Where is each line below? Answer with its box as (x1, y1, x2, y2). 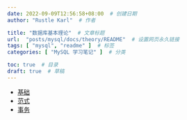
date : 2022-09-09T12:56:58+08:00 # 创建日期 (7, 10, 138, 17)
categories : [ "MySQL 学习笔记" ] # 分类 (7, 49, 126, 56)
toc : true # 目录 (7, 61, 58, 68)
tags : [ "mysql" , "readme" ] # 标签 (7, 43, 115, 50)
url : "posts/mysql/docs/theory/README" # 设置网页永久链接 (7, 36, 179, 43)
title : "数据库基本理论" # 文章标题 (7, 29, 105, 36)
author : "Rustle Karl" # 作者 (7, 17, 96, 24)
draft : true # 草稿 (7, 68, 65, 75)
